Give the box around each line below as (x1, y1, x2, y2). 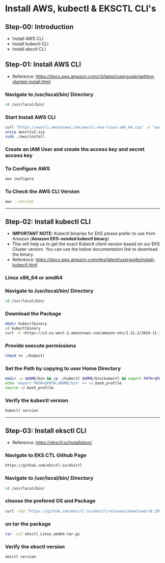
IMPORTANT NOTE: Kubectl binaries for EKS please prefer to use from (12, 230, 156, 236)
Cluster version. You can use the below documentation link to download (12, 246, 158, 252)
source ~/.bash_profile (5, 385, 54, 391)
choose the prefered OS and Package (5, 497, 96, 504)
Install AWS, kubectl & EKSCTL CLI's (5, 3, 156, 14)
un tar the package (5, 520, 51, 527)
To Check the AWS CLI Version (5, 188, 80, 195)
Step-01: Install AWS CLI (5, 60, 81, 69)
